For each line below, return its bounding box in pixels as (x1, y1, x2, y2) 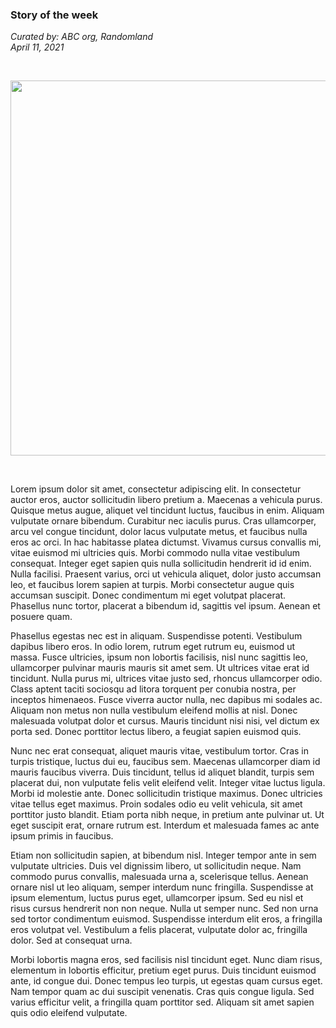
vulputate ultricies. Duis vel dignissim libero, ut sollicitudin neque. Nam (10, 860, 302, 872)
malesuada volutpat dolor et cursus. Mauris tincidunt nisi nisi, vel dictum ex (10, 715, 320, 727)
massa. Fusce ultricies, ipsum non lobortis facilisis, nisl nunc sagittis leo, (10, 651, 309, 663)
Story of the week (10, 8, 99, 22)
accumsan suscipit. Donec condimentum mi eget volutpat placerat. (10, 589, 287, 602)
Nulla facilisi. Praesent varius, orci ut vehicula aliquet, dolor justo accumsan (10, 568, 322, 580)
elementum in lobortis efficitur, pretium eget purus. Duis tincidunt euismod (10, 964, 317, 977)
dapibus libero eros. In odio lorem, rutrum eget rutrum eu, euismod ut (10, 641, 296, 653)
